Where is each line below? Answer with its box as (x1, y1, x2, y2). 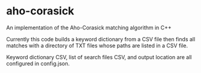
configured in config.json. (6, 60, 70, 67)
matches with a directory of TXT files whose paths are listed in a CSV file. (6, 42, 188, 49)
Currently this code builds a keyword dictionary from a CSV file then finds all (6, 35, 196, 42)
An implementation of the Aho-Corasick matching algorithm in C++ (6, 24, 172, 31)
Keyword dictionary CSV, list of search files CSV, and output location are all (6, 53, 192, 60)
